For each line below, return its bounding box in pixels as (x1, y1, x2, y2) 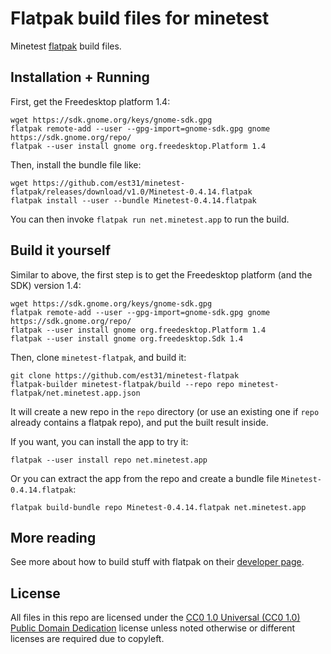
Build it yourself (10, 242, 112, 259)
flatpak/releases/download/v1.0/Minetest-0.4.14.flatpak (10, 187, 253, 197)
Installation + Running (10, 69, 150, 86)
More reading (10, 529, 97, 546)
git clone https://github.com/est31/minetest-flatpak (10, 370, 240, 381)
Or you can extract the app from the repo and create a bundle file (10, 472, 280, 484)
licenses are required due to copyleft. (10, 633, 165, 645)
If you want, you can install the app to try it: (10, 435, 189, 447)
